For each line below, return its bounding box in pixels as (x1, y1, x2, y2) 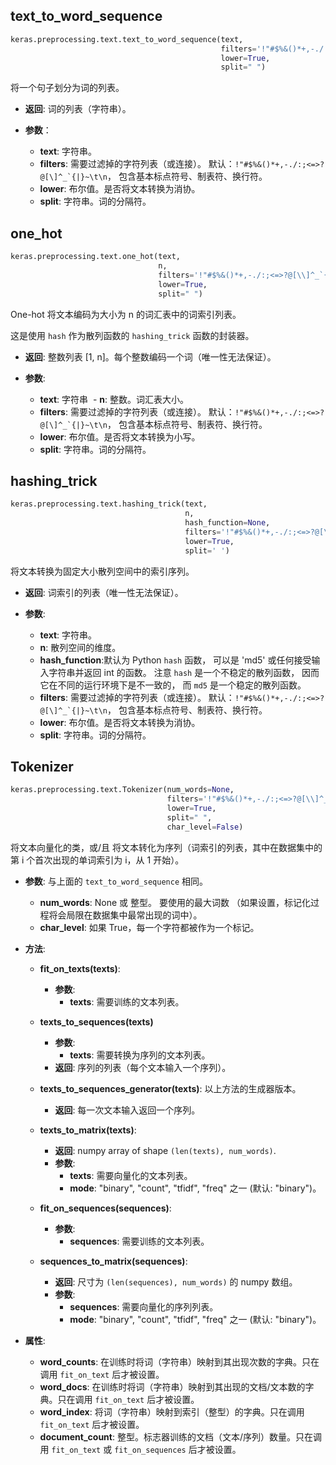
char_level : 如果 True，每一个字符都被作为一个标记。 (39, 921, 260, 933)
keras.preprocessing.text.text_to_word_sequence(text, (10, 34, 244, 44)
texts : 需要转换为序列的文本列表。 (69, 1049, 211, 1061)
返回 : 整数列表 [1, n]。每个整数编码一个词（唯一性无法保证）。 (24, 350, 277, 363)
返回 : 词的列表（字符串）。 (24, 103, 132, 115)
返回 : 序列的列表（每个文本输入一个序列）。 (54, 1061, 232, 1073)
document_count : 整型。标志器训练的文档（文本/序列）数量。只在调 (39, 1430, 322, 1443)
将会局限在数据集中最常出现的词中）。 (48, 909, 203, 921)
